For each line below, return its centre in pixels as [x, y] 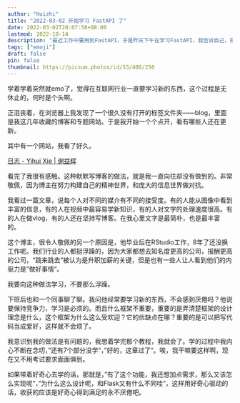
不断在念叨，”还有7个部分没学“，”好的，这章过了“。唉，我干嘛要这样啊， [118, 350]
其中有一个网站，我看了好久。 [51, 145]
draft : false [27, 54]
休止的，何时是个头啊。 [42, 97]
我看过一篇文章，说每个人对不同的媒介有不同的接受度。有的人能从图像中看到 [120, 200]
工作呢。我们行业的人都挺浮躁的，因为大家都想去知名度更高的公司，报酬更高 [120, 251]
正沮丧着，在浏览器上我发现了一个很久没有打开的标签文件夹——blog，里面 [117, 112]
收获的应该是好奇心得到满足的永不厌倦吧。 [82, 392]
